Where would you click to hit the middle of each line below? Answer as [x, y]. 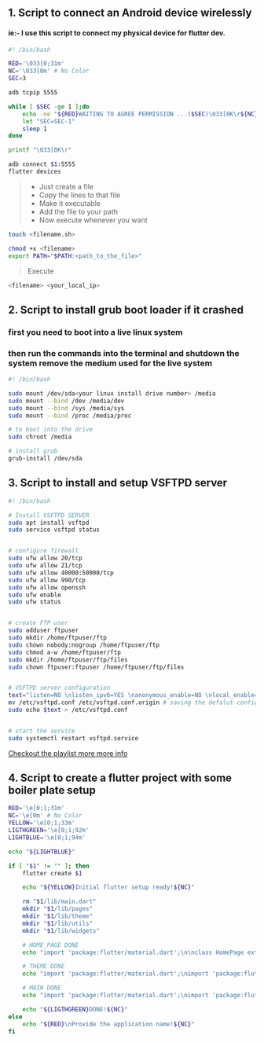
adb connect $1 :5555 [42, 164]
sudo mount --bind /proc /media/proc [70, 416]
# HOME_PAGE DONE [51, 945]
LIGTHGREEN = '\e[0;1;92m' [49, 831]
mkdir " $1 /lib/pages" [57, 909]
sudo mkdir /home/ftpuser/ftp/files [68, 659]
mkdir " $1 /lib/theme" [57, 916]
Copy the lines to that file [79, 195]
